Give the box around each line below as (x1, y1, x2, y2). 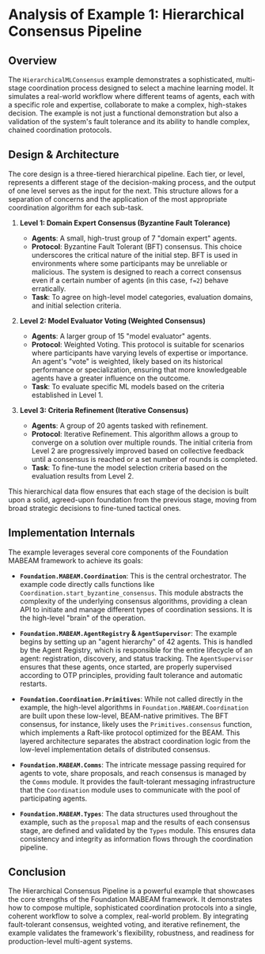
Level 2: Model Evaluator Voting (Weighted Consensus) (19, 316, 206, 325)
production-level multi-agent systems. (8, 937, 133, 946)
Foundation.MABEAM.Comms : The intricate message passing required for (19, 759, 247, 769)
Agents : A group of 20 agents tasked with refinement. (31, 421, 208, 430)
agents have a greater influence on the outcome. (31, 373, 191, 383)
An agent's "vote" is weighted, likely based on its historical (31, 356, 223, 365)
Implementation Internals (8, 526, 135, 539)
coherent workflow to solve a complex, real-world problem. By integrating (8, 911, 249, 921)
